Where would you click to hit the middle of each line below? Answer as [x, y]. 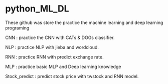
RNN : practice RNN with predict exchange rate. [54, 57]
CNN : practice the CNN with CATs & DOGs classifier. [60, 37]
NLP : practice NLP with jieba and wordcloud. [52, 47]
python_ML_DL [37, 9]
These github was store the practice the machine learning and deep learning [84, 22]
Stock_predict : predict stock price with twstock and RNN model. [72, 76]
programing [17, 27]
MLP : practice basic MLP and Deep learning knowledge [63, 66]
